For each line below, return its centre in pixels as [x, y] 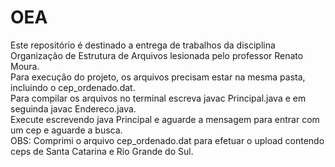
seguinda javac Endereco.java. [73, 108]
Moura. [25, 66]
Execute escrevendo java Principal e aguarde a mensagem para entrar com [165, 119]
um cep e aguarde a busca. [66, 130]
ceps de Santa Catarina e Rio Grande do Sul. [102, 151]
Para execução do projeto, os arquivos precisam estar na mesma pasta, [158, 77]
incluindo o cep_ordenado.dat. [73, 87]
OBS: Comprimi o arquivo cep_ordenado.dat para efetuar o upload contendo [167, 140]
